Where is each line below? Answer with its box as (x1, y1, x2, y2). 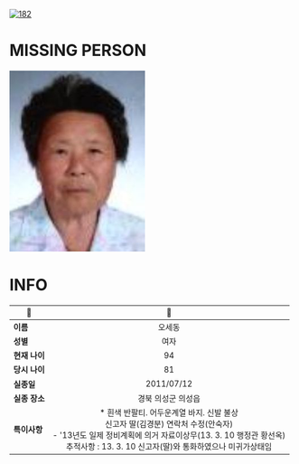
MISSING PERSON (9, 41, 147, 61)
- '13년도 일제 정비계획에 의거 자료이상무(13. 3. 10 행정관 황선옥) (52, 430, 286, 440)
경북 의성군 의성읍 (137, 393, 201, 403)
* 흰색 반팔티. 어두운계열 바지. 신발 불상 (98, 407, 239, 418)
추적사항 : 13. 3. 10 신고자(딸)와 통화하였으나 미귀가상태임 (66, 441, 273, 452)
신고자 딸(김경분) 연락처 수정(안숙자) (105, 419, 233, 430)
